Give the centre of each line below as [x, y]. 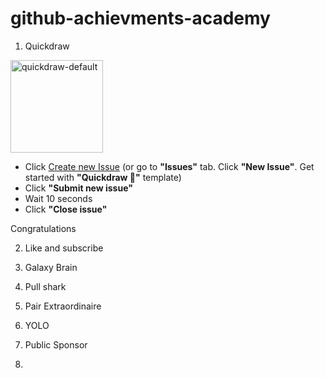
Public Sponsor [56, 344]
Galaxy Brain [51, 267]
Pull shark [45, 286]
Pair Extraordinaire [63, 306]
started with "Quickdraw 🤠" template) [103, 177]
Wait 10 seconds [58, 198]
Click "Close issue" [66, 209]
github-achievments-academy [140, 18]
